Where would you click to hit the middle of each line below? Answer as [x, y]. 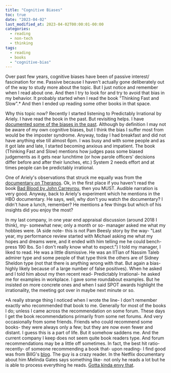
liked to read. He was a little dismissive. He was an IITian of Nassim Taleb [82, 252]
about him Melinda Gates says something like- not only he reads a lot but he [85, 360]
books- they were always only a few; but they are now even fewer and [79, 327]
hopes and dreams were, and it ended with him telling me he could [75, 242]
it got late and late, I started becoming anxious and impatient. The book [80, 146]
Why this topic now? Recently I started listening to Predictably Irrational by [83, 114]
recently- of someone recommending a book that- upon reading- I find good [86, 349]
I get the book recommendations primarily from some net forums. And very [84, 316]
